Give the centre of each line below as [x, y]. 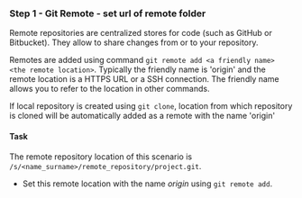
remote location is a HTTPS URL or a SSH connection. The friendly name [144, 79]
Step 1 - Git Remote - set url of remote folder [108, 13]
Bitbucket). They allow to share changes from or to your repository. [134, 42]
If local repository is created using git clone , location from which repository [151, 106]
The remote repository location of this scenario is [101, 157]
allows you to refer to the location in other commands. [110, 89]
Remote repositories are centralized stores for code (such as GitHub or [141, 33]
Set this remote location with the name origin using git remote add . [147, 184]
